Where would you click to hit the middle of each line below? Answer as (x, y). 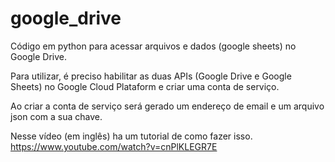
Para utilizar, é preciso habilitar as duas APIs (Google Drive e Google (151, 76)
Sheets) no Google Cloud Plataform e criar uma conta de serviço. (145, 86)
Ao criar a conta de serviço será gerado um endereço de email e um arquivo (167, 106)
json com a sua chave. (56, 116)
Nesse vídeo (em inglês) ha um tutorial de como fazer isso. (131, 136)
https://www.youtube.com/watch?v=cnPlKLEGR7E (114, 146)
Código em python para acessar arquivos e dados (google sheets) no (153, 46)
